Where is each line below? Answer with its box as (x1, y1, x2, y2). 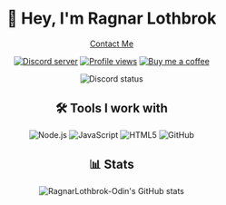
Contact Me (89, 38, 134, 49)
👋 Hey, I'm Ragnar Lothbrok (6, 8, 217, 29)
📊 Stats (89, 157, 134, 172)
